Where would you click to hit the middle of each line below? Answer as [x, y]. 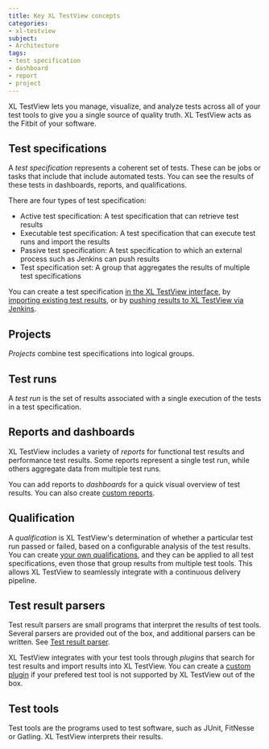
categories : [28, 23]
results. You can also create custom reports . [82, 493]
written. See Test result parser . [59, 642]
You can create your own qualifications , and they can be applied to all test [131, 555]
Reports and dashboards [72, 432]
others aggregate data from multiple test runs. [85, 469]
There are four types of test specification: [77, 201]
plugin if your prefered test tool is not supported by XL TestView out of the [132, 675]
